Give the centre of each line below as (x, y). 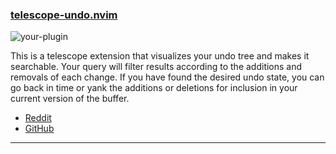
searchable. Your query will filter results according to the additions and (156, 67)
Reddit (38, 118)
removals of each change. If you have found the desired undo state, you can (167, 77)
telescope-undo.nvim (64, 15)
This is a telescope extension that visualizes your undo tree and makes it (160, 56)
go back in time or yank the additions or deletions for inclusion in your (154, 88)
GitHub (39, 129)
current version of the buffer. (70, 99)
